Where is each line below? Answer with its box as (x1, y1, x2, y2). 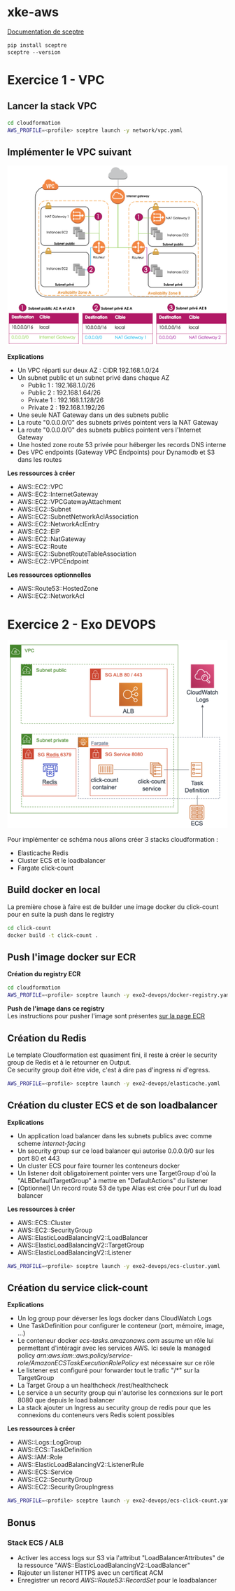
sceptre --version (7, 48, 61, 56)
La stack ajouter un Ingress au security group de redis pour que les (17, 1403, 211, 1412)
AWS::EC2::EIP (17, 527, 60, 536)
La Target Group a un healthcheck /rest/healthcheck (17, 1381, 169, 1390)
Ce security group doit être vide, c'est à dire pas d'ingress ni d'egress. (7, 1066, 211, 1074)
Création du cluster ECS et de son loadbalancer (7, 1100, 218, 1112)
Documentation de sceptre (7, 27, 85, 36)
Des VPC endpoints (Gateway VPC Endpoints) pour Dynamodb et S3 (17, 448, 215, 456)
